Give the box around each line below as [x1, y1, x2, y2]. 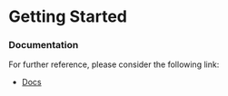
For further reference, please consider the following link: [8, 59, 220, 70]
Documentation [8, 39, 79, 52]
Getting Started [8, 6, 128, 27]
